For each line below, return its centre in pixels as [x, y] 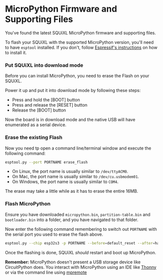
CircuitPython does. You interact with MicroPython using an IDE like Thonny [81, 267]
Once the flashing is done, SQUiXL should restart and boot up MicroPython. [81, 252]
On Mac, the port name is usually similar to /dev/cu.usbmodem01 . [75, 177]
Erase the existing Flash [34, 137]
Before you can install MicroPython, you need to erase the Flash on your [77, 76]
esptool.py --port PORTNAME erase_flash [47, 162]
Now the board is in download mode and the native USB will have [70, 120]
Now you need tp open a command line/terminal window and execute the [78, 148]
